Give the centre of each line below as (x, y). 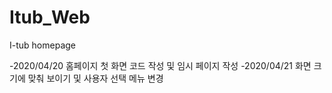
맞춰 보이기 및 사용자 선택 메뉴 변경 (95, 78)
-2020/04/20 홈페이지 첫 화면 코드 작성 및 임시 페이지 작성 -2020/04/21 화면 (160, 65)
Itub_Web (50, 17)
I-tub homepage (42, 45)
